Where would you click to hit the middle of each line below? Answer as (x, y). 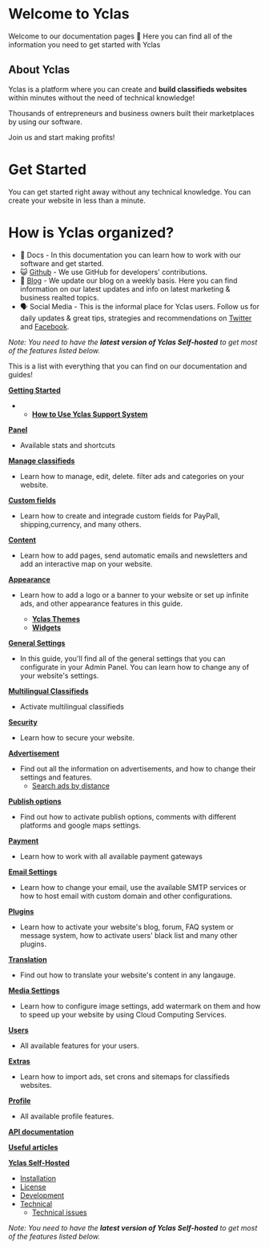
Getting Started (35, 390)
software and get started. (62, 263)
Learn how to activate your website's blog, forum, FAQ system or (127, 927)
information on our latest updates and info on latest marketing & (125, 288)
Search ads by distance (71, 785)
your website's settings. (59, 675)
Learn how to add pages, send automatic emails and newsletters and (134, 555)
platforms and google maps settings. (80, 825)
